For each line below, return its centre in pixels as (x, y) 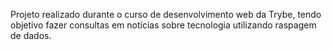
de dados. (31, 35)
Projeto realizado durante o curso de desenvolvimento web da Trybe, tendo (166, 14)
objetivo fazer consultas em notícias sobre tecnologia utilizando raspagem (163, 25)
